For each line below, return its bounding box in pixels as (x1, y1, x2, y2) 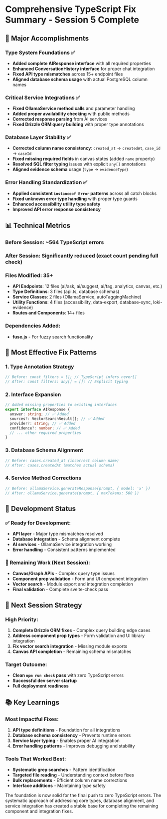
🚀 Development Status (5, 504, 76, 513)
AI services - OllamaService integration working (12, 541, 112, 547)
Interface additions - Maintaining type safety (12, 782, 106, 788)
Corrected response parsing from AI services (12, 116, 108, 122)
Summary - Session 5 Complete (5, 14, 140, 25)
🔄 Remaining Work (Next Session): (5, 559, 90, 566)
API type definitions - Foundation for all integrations (12, 727, 121, 733)
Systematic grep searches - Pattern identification (12, 766, 116, 773)
